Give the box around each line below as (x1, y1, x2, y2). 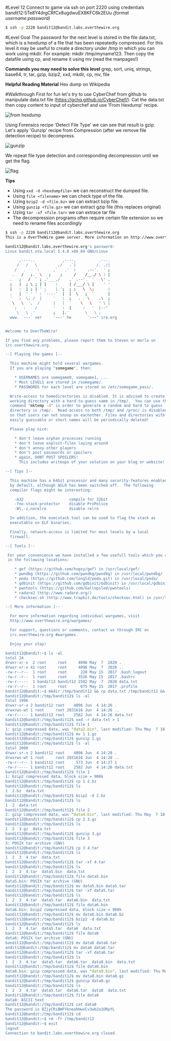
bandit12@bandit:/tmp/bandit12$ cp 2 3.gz (5, 817, 97, 822)
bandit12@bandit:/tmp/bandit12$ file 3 (5, 836, 90, 841)
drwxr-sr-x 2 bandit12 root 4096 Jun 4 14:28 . (5, 750, 117, 755)
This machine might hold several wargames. (10, 361, 103, 366)
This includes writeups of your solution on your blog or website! (18, 460, 165, 465)
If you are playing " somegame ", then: (10, 366, 93, 371)
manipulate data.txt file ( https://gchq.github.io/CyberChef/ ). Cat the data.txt (5, 97, 164, 103)
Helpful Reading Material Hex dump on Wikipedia (5, 81, 110, 87)
